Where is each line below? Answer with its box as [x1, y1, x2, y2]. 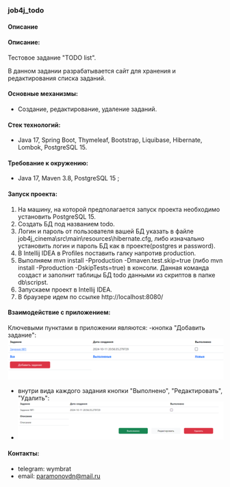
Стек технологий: [8, 121, 61, 129]
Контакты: [8, 449, 40, 458]
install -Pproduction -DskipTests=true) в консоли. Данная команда [17, 263, 209, 272]
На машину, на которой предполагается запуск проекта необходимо [17, 205, 220, 213]
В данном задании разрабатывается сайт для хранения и [8, 67, 177, 75]
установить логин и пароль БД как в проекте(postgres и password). [17, 241, 216, 250]
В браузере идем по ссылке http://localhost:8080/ [17, 292, 164, 300]
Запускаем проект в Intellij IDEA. [17, 285, 112, 294]
